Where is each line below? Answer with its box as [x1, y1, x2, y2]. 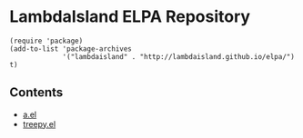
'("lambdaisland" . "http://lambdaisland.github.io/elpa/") [62, 52, 296, 61]
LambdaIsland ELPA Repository [9, 6, 251, 27]
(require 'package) [9, 36, 84, 45]
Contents [9, 84, 64, 101]
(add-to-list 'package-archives [9, 44, 132, 54]
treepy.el [22, 118, 56, 129]
